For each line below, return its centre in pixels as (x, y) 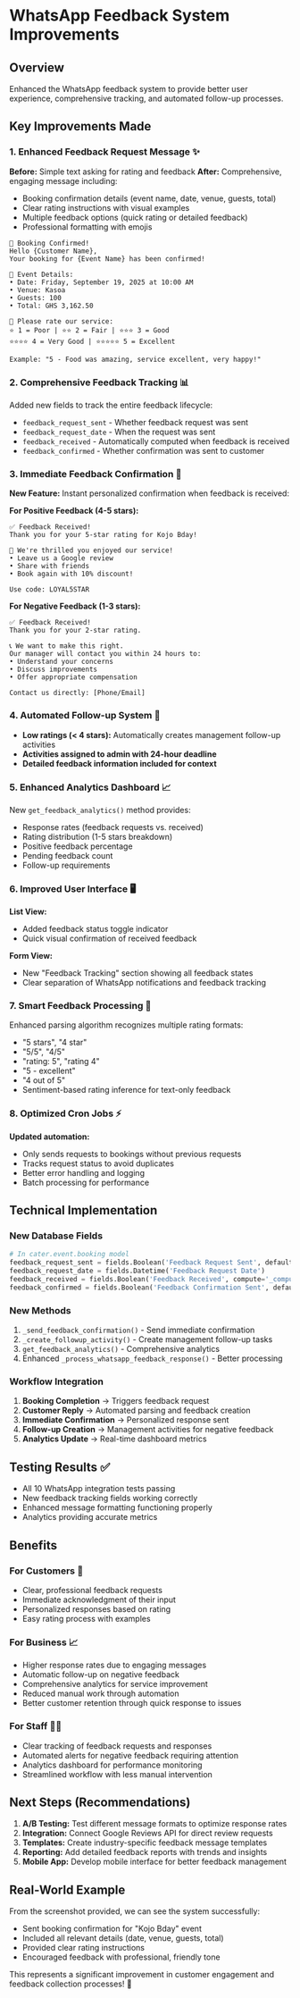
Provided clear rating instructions (83, 1948)
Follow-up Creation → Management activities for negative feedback (148, 1430)
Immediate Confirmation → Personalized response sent (125, 1420)
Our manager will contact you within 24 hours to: (105, 654)
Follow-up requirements (66, 865)
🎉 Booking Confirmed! (50, 243)
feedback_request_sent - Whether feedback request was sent (135, 422)
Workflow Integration (57, 1381)
